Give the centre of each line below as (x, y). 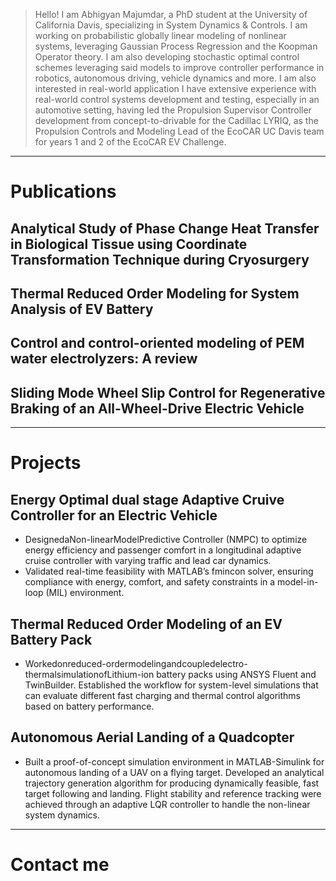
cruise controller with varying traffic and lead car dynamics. (148, 561)
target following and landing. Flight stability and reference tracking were (173, 793)
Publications (63, 191)
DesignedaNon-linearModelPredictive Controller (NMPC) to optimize (166, 540)
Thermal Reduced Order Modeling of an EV (146, 624)
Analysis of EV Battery (82, 309)
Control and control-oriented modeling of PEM (157, 343)
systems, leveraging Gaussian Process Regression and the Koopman (176, 46)
